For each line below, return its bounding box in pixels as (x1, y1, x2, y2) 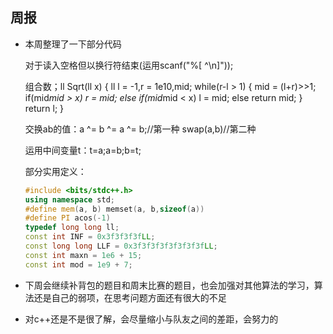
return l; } (24, 102, 65, 114)
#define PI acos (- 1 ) (24, 213, 111, 223)
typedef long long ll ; (24, 223, 120, 233)
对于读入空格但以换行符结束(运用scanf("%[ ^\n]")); (24, 59, 234, 71)
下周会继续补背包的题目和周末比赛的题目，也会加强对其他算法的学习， (24, 279, 315, 291)
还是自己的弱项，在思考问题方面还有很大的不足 (33, 291, 227, 303)
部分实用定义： (24, 165, 87, 177)
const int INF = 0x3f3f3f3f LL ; (24, 232, 156, 242)
